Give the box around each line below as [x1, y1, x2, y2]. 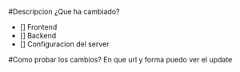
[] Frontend [19, 22, 58, 31]
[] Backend [19, 31, 57, 40]
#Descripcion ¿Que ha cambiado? [8, 7, 120, 16]
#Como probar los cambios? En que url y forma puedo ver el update [8, 55, 233, 64]
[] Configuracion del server [19, 39, 110, 49]
